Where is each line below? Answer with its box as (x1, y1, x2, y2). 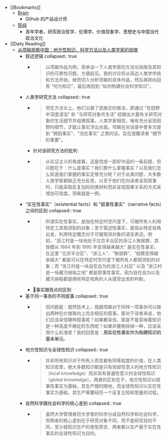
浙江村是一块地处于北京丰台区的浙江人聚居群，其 (56, 237, 159, 243)
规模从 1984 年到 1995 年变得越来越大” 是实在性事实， (45, 244, 159, 250)
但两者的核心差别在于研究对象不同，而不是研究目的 (45, 418, 152, 423)
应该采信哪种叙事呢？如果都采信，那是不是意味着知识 (50, 316, 161, 323)
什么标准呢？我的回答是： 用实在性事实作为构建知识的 (50, 329, 161, 335)
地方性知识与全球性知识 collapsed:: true (25, 347, 108, 353)
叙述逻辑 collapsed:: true (25, 53, 77, 59)
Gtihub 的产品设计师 (25, 16, 68, 22)
